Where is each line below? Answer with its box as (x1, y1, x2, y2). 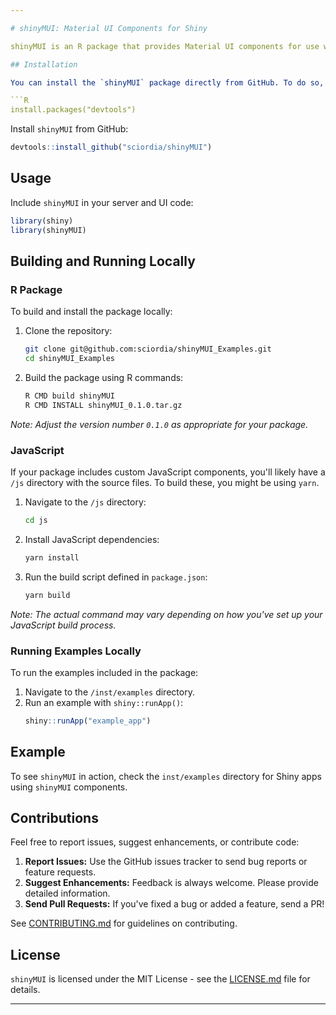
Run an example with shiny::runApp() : (24, 696, 184, 708)
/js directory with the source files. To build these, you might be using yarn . (10, 477, 320, 489)
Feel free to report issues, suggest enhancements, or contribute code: (10, 836, 300, 848)
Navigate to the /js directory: (24, 496, 147, 508)
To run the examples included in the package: (10, 666, 199, 678)
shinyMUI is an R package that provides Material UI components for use (10, 41, 320, 51)
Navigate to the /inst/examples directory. (24, 686, 195, 698)
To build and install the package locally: (10, 306, 173, 318)
